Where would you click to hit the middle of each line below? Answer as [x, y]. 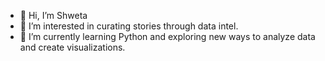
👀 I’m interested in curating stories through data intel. [129, 26]
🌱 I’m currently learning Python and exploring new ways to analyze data [167, 36]
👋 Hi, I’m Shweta [53, 15]
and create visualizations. [72, 47]
